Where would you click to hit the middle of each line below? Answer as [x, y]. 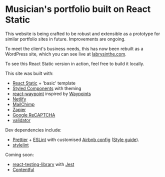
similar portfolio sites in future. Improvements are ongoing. [65, 39]
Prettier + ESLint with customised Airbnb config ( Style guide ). [76, 139]
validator [21, 120]
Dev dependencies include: [33, 130]
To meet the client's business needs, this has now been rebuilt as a [74, 48]
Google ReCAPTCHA [34, 115]
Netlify [19, 99]
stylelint [20, 145]
